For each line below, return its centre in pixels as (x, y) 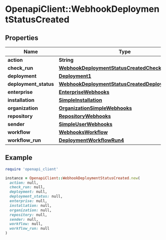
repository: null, (29, 215)
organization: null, (31, 210)
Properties (22, 38)
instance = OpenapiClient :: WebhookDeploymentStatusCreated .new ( (73, 178)
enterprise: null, (29, 201)
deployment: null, (29, 192)
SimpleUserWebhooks (85, 124)
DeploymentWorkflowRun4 (91, 140)
